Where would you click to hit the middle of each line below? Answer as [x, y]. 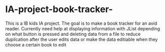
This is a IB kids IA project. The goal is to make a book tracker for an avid [81, 23]
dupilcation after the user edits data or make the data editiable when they [81, 39]
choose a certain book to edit [36, 44]
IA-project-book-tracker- [59, 9]
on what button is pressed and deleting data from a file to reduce [73, 34]
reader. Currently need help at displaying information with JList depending [83, 28]
